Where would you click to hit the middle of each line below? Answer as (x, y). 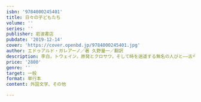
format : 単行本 (24, 79)
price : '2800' (24, 62)
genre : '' (19, 67)
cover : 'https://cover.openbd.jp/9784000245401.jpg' (73, 46)
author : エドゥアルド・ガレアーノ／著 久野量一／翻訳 (65, 51)
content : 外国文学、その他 (36, 85)
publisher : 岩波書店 (30, 34)
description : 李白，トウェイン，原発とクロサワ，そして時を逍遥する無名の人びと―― (97, 56)
